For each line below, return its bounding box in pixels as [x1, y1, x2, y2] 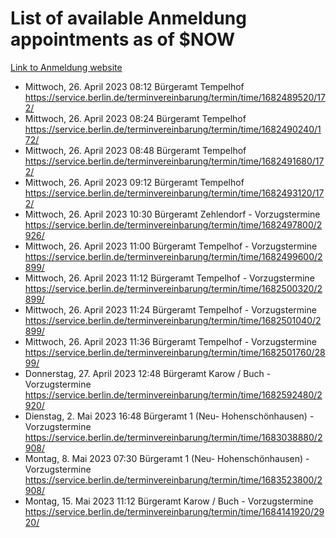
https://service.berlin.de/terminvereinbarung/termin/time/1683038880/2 [24, 431, 323, 443]
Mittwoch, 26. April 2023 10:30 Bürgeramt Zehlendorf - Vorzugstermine [24, 208, 321, 220]
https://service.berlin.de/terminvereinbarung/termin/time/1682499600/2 [24, 250, 323, 262]
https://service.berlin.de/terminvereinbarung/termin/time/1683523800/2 [24, 473, 323, 486]
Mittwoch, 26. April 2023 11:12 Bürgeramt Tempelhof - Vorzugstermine [24, 272, 315, 284]
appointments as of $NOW [10, 28, 236, 51]
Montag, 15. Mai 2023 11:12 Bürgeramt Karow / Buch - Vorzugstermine [24, 495, 314, 507]
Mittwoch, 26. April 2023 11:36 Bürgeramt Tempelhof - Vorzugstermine [24, 335, 317, 347]
